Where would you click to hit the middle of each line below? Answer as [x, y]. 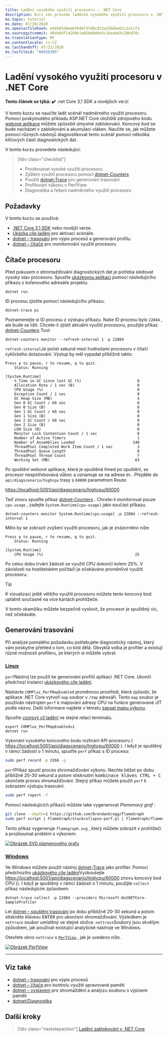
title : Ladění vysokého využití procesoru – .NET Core [63, 10]
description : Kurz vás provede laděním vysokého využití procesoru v [79, 15]
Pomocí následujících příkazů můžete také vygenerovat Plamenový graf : [80, 804]
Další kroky [23, 1017]
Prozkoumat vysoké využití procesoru [64, 169]
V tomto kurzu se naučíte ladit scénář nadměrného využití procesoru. [76, 113]
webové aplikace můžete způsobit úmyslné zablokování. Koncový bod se [80, 124]
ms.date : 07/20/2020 [27, 24]
